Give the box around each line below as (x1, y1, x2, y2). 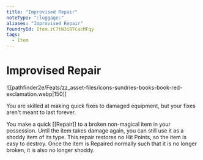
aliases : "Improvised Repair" (6, 20, 84, 26)
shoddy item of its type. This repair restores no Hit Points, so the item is (6, 133, 187, 140)
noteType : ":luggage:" (6, 15, 64, 21)
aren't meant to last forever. (6, 108, 76, 116)
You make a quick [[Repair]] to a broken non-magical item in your (6, 120, 171, 128)
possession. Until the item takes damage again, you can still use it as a (6, 126, 184, 134)
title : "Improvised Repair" (6, 9, 78, 15)
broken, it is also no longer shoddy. (6, 146, 95, 153)
